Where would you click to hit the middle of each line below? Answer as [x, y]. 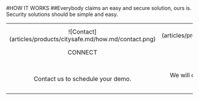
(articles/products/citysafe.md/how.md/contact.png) [82, 39]
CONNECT [83, 52]
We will [180, 75]
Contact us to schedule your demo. [82, 79]
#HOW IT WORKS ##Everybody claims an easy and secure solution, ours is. [99, 8]
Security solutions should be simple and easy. [62, 14]
